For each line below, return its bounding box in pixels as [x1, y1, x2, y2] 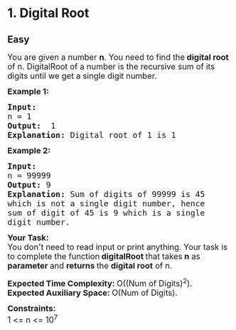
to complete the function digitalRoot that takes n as [7, 251, 200, 261]
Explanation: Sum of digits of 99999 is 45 [7, 189, 205, 199]
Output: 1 [7, 121, 56, 131]
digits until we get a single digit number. [7, 71, 158, 81]
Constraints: [7, 304, 56, 314]
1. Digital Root [7, 5, 90, 21]
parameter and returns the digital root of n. [7, 261, 173, 271]
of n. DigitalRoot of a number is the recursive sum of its [7, 62, 215, 72]
